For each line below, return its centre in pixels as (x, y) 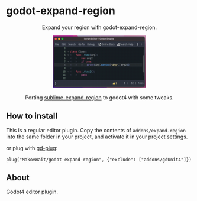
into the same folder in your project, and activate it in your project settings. (97, 137)
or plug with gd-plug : (32, 148)
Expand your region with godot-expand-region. (99, 27)
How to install (32, 116)
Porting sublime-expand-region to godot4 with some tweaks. (99, 97)
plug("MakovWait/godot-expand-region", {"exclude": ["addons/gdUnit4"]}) (99, 160)
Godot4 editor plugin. (32, 192)
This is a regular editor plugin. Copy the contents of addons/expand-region (96, 130)
